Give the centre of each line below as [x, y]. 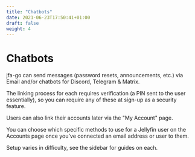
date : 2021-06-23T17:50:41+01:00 [48, 18]
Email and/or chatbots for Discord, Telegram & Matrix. [73, 82]
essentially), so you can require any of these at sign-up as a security [91, 100]
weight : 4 [19, 29]
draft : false [23, 23]
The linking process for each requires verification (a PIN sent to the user [96, 94]
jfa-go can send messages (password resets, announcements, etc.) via [95, 75]
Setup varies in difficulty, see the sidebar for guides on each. [82, 148]
